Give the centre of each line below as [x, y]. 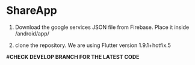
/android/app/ [32, 33]
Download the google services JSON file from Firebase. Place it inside [102, 27]
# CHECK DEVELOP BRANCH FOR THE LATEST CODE [73, 57]
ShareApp [32, 11]
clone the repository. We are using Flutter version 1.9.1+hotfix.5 [93, 45]
